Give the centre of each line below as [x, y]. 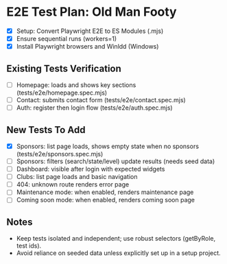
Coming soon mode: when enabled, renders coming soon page [106, 200]
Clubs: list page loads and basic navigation [77, 177]
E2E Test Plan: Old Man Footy [92, 12]
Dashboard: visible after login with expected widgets [91, 169]
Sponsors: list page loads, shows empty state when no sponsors [108, 146]
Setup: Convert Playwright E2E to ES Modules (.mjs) [90, 31]
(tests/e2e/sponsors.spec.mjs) [60, 154]
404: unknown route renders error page [73, 184]
